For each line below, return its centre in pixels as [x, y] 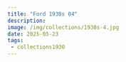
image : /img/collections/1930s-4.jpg [63, 27]
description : [27, 21]
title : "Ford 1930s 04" [43, 14]
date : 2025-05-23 [33, 34]
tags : [15, 41]
